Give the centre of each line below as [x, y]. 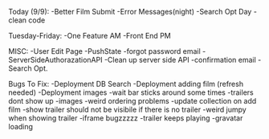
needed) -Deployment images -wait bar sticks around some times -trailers [131, 92]
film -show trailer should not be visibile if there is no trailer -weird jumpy [127, 109]
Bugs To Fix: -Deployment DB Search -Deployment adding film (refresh [126, 84]
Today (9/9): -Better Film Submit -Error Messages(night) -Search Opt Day [130, 12]
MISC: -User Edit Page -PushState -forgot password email [104, 51]
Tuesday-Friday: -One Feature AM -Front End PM [90, 36]
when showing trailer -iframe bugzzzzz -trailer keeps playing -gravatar [126, 118]
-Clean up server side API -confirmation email [180, 60]
